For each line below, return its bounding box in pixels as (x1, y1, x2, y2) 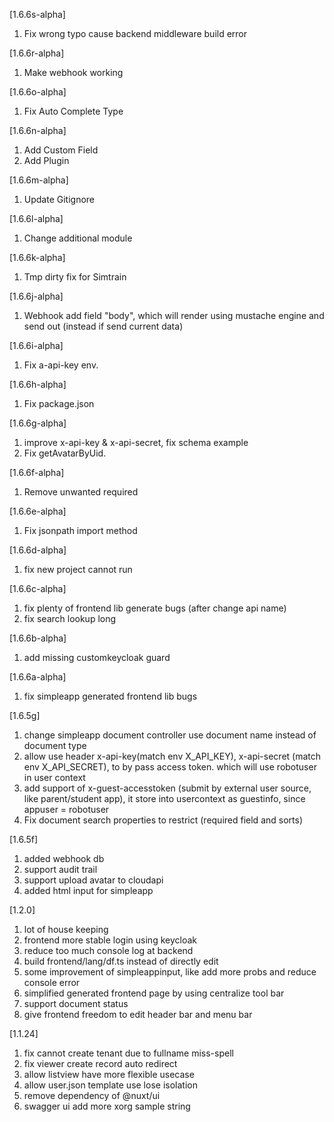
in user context (23, 772, 86, 783)
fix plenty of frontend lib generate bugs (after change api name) (23, 602, 287, 614)
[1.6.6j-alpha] (9, 290, 64, 302)
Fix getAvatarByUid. (23, 447, 107, 459)
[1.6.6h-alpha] (9, 379, 67, 390)
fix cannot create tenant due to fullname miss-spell (23, 1047, 234, 1059)
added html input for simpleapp (23, 885, 154, 896)
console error (23, 977, 81, 988)
